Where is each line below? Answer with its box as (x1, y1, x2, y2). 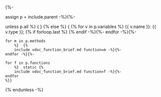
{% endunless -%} (5, 87, 43, 92)
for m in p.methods (5, 38, 46, 43)
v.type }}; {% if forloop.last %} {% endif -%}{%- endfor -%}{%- (5, 29, 137, 34)
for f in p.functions (5, 60, 50, 65)
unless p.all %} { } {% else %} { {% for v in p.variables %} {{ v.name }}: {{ (5, 23, 156, 29)
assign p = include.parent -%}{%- (5, 14, 75, 19)
